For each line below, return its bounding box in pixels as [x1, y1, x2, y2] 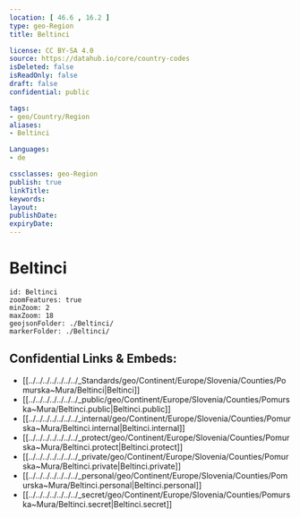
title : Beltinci [9, 30, 70, 39]
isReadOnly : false [9, 71, 78, 81]
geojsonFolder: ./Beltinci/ [9, 319, 115, 328]
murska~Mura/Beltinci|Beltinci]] [21, 384, 141, 395]
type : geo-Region [9, 22, 74, 30]
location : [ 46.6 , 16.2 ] [9, 13, 110, 22]
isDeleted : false [9, 63, 74, 72]
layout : [9, 203, 39, 212]
